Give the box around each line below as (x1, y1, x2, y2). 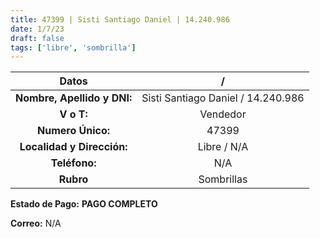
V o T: (59, 107, 88, 121)
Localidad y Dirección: (19, 140, 128, 154)
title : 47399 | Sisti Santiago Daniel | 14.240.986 (10, 14, 230, 25)
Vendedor (199, 107, 247, 121)
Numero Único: (37, 124, 111, 138)
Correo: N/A (10, 217, 62, 230)
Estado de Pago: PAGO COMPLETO (10, 198, 158, 210)
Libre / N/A (197, 140, 249, 154)
